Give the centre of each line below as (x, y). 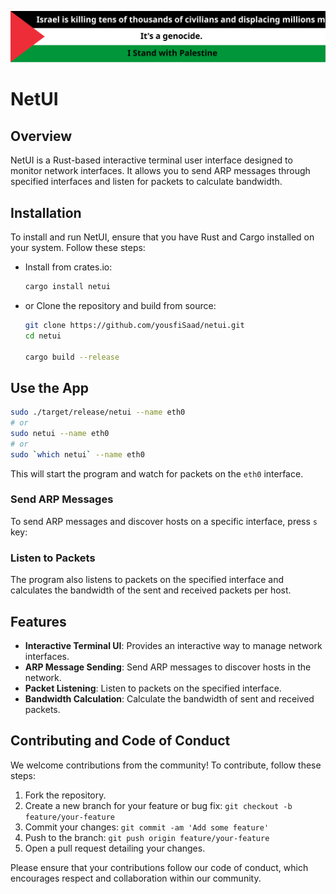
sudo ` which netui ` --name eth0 (77, 454)
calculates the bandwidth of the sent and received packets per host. (151, 590)
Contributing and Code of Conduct (120, 741)
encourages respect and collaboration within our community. (136, 878)
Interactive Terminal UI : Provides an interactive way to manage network (173, 645)
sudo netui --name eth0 (60, 433)
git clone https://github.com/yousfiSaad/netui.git (134, 325)
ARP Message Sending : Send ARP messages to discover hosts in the (168, 667)
